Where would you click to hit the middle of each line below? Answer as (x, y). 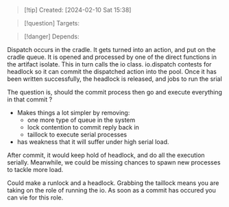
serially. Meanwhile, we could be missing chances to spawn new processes (114, 162)
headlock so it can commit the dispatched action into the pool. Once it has (112, 72)
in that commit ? (30, 99)
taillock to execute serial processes (77, 134)
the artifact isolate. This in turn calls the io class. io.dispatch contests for (109, 64)
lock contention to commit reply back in (83, 127)
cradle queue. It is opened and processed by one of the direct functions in (112, 57)
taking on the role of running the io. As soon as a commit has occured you (111, 190)
